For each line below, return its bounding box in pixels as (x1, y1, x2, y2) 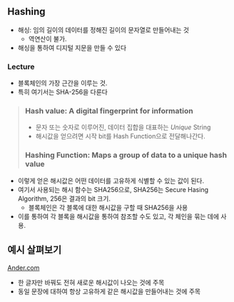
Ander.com (7, 263, 40, 272)
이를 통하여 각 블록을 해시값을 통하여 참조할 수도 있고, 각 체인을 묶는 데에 (17, 212, 220, 221)
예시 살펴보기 (7, 244, 62, 256)
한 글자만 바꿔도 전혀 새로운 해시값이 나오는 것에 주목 (17, 278, 165, 286)
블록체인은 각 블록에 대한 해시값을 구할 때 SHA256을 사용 (28, 203, 188, 211)
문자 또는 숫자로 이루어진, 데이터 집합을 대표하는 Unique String (35, 123, 211, 131)
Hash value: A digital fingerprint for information (24, 106, 194, 116)
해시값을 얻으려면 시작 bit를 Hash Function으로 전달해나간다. (35, 132, 205, 141)
